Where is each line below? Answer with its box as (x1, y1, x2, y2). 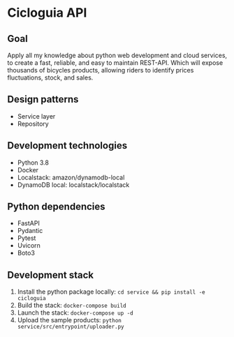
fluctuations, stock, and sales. (7, 73, 94, 82)
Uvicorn (17, 241, 41, 250)
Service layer (17, 112, 56, 120)
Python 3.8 (17, 158, 49, 167)
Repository (17, 119, 49, 128)
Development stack (7, 269, 94, 280)
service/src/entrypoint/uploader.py (17, 323, 124, 331)
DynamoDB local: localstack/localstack (17, 180, 130, 189)
